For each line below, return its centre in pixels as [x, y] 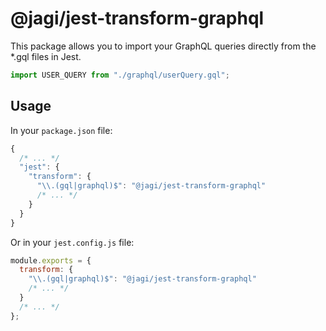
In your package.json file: [61, 130]
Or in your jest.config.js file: [72, 242]
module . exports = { [51, 260]
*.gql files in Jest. [46, 56]
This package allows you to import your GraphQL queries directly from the [163, 46]
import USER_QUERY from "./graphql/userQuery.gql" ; [120, 75]
